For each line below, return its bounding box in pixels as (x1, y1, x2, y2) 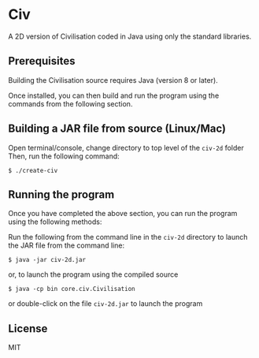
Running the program (8, 188, 115, 201)
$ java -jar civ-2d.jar (8, 256, 87, 264)
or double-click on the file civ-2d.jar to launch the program (8, 299, 203, 308)
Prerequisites (8, 54, 76, 68)
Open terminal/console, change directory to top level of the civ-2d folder (8, 143, 244, 152)
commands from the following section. (8, 99, 133, 108)
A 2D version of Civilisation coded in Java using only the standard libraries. (8, 32, 252, 41)
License (8, 322, 48, 335)
